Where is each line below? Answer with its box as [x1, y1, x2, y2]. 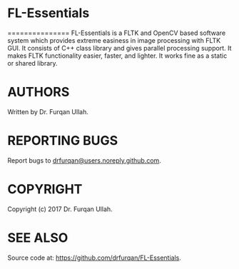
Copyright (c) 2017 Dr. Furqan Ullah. [7, 205, 113, 213]
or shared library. [7, 59, 59, 67]
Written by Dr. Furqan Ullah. [7, 107, 89, 116]
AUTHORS [7, 84, 70, 101]
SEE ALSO [7, 230, 68, 245]
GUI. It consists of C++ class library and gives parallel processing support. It [7, 44, 232, 52]
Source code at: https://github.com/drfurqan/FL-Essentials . [7, 253, 182, 262]
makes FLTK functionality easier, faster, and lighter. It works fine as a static [7, 51, 228, 60]
